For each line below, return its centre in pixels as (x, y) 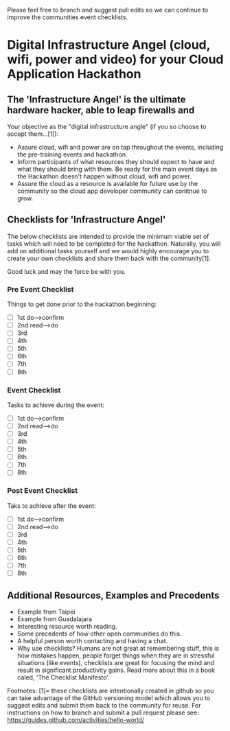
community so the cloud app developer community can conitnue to (112, 191)
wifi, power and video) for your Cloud (116, 59)
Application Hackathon (74, 74)
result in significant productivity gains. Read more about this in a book (116, 670)
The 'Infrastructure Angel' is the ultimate (97, 99)
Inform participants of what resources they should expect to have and (116, 162)
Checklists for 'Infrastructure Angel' (87, 220)
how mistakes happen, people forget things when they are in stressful (116, 655)
